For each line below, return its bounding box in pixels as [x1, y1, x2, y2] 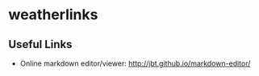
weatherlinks [8, 6, 98, 24]
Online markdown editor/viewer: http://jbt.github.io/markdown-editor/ [19, 58, 251, 68]
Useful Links [8, 38, 73, 51]
